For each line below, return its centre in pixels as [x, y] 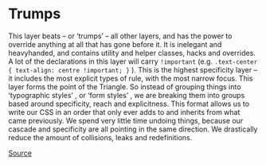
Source [20, 153]
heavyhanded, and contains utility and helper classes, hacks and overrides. [132, 53]
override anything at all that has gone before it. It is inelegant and [115, 44]
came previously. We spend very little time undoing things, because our [126, 120]
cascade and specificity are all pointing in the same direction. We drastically [133, 129]
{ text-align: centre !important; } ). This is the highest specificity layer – [133, 69]
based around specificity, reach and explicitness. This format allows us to [129, 104]
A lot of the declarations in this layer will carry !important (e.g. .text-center [133, 61]
